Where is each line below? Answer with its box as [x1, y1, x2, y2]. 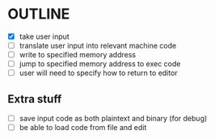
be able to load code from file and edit [19, 123, 147, 133]
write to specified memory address [19, 50, 137, 60]
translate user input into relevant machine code [19, 41, 177, 50]
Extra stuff [7, 92, 62, 106]
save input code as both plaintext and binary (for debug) [19, 114, 208, 124]
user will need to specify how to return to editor [19, 68, 179, 78]
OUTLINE [7, 5, 70, 23]
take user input [19, 32, 70, 41]
